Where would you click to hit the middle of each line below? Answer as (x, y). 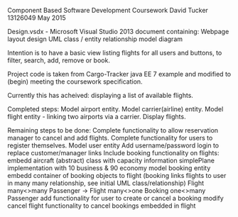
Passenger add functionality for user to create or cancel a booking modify (115, 198)
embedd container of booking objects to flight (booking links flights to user (117, 176)
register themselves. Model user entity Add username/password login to (113, 145)
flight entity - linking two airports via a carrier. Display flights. (97, 117)
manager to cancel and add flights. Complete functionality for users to (110, 138)
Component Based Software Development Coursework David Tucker (108, 10)
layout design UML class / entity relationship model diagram (95, 39)
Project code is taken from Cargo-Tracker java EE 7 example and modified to (119, 74)
